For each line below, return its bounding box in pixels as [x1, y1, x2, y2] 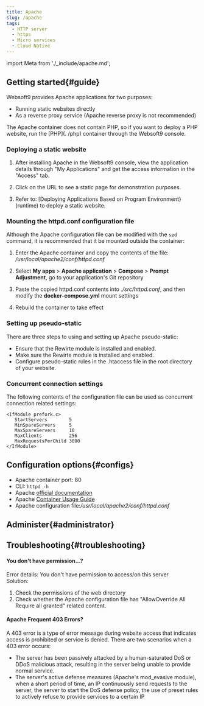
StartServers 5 [14, 416, 72, 423]
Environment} [147, 195, 181, 203]
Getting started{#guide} [6, 77, 100, 88]
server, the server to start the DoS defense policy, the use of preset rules [15, 686, 199, 694]
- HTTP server [12, 26, 47, 32]
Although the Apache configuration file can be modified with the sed [6, 231, 177, 238]
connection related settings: [6, 399, 77, 407]
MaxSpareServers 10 [14, 427, 75, 433]
